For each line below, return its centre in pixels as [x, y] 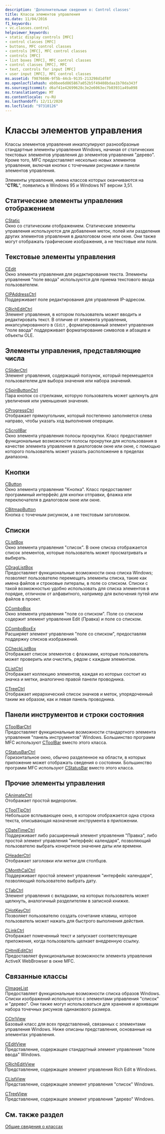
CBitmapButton [20, 510]
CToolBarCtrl [18, 727]
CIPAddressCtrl [21, 294]
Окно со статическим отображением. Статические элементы [70, 226]
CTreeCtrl [15, 689]
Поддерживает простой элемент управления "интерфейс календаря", [79, 875]
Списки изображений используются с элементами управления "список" [82, 999]
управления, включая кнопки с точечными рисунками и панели [72, 165]
